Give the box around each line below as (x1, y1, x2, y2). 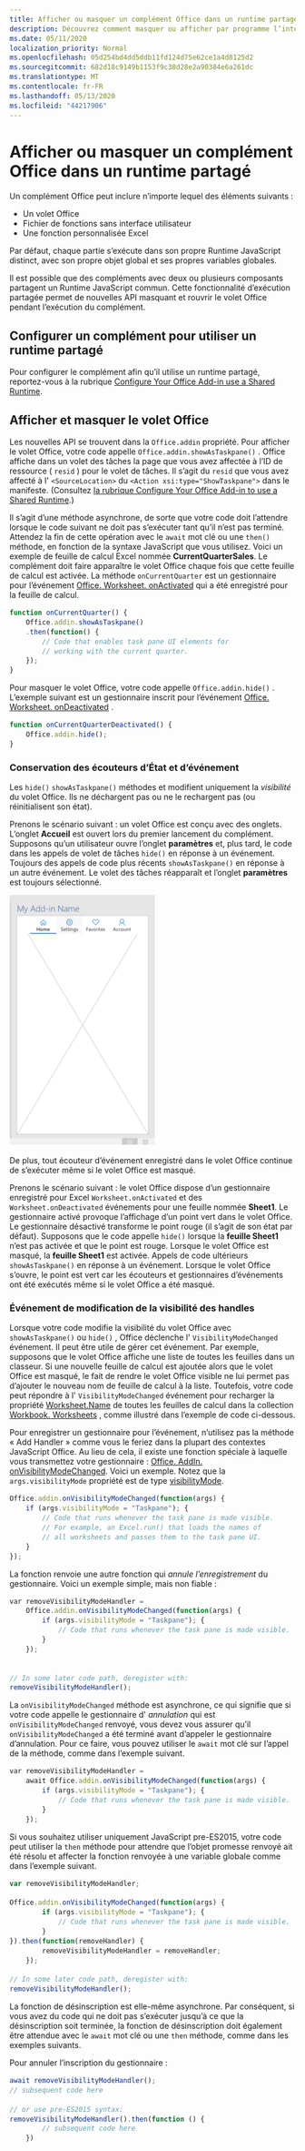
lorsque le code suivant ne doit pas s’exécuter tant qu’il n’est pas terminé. (9, 522, 284, 533)
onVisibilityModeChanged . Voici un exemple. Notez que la (9, 1466, 226, 1476)
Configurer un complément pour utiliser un (9, 328, 257, 343)
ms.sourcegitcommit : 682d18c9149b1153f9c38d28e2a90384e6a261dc (9, 63, 254, 72)
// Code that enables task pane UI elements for (42, 637, 230, 646)
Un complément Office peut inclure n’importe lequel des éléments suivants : (9, 191, 293, 202)
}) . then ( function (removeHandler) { (9, 1936, 144, 1945)
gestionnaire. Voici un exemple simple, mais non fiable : (9, 1578, 218, 1588)
